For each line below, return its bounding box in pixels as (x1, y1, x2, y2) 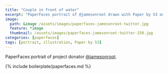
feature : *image (9, 26, 43, 31)
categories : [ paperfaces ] (5, 35, 59, 40)
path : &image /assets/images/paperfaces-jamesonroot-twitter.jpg (9, 21, 149, 26)
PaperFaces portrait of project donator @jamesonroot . (5, 53, 117, 59)
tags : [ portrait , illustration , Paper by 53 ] (5, 40, 101, 45)
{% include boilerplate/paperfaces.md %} (5, 63, 91, 69)
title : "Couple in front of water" (5, 7, 79, 12)
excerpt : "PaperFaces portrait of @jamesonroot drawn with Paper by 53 (5, 12, 157, 17)
